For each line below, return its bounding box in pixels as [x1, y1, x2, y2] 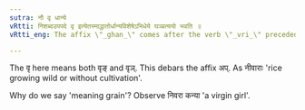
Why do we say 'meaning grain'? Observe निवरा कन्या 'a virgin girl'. [9, 90, 251, 101]
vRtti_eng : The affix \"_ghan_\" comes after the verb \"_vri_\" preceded [9, 30, 299, 39]
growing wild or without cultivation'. [9, 73, 143, 84]
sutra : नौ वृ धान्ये [9, 13, 66, 23]
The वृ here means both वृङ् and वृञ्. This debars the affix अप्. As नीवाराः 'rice [9, 62, 283, 73]
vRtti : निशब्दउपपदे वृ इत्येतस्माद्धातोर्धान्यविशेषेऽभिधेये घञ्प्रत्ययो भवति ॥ [9, 22, 202, 31]
